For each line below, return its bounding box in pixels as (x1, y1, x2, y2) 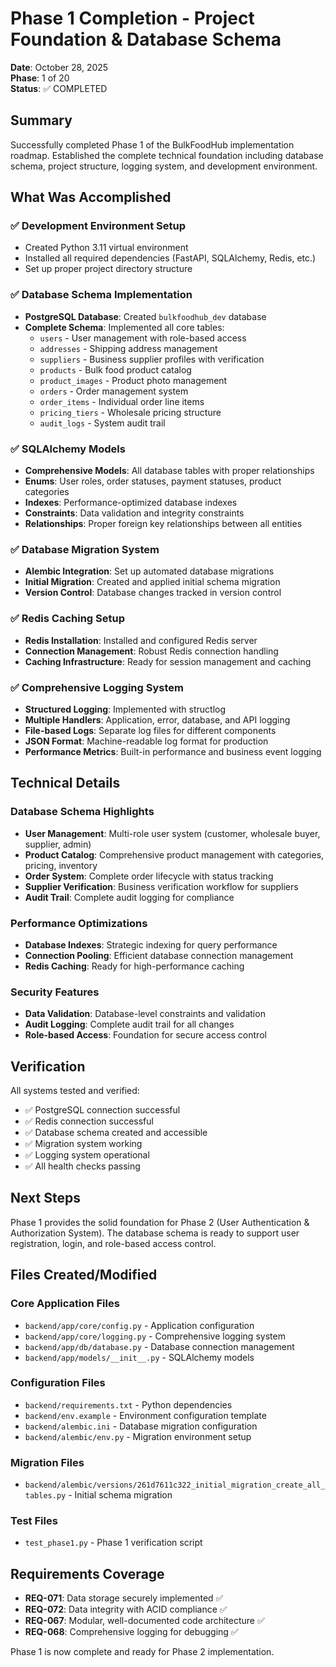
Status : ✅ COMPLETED (10, 82, 108, 94)
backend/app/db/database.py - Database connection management (24, 1340, 295, 1352)
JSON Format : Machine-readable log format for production (24, 735, 269, 747)
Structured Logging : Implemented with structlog (24, 703, 227, 715)
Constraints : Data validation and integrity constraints (24, 507, 245, 519)
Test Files (10, 1514, 58, 1528)
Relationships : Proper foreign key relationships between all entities (24, 518, 303, 530)
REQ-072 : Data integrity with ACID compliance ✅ (24, 1603, 228, 1616)
